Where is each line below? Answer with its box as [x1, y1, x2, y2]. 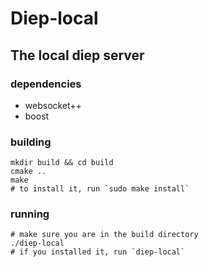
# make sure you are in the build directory [10, 230, 199, 240]
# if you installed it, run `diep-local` [10, 247, 186, 257]
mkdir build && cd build [10, 158, 114, 168]
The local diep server [10, 47, 145, 64]
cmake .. [10, 167, 47, 177]
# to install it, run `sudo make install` [10, 184, 190, 194]
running [10, 207, 50, 221]
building [10, 135, 52, 149]
